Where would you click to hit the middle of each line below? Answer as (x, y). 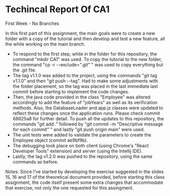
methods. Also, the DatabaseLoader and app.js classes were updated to (88, 108)
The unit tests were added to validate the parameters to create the (82, 135)
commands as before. (36, 161)
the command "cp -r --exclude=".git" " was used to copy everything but (88, 64)
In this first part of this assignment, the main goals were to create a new (80, 33)
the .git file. (24, 70)
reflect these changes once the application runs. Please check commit (86, 113)
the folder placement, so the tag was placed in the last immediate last (85, 86)
